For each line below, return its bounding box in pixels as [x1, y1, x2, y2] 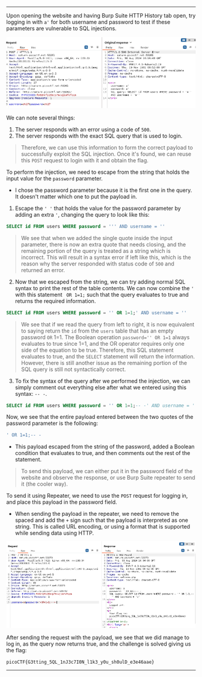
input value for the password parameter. [6, 174, 103, 182]
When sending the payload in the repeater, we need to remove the [14, 510, 179, 518]
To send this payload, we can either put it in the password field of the [20, 468, 193, 475]
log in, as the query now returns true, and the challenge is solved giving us [6, 640, 191, 647]
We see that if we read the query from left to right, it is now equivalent [20, 320, 195, 328]
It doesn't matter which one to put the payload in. [14, 192, 137, 200]
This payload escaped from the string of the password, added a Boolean [14, 443, 195, 450]
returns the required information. [14, 297, 96, 305]
